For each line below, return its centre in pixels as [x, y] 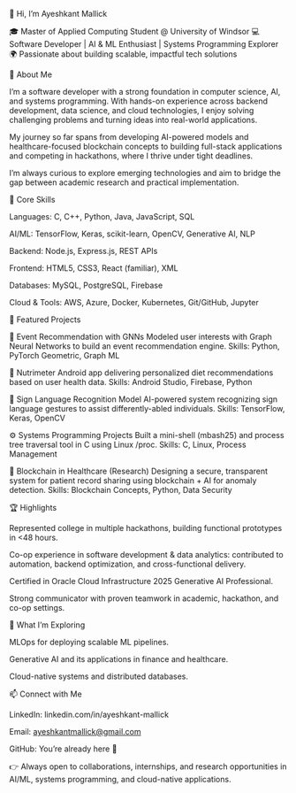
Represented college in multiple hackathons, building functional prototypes [146, 528]
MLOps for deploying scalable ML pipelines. [89, 642]
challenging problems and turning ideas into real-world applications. [133, 120]
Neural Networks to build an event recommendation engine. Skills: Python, [144, 346]
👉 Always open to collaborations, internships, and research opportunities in [148, 766]
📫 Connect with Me [46, 694]
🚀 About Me [31, 74]
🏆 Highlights [33, 508]
